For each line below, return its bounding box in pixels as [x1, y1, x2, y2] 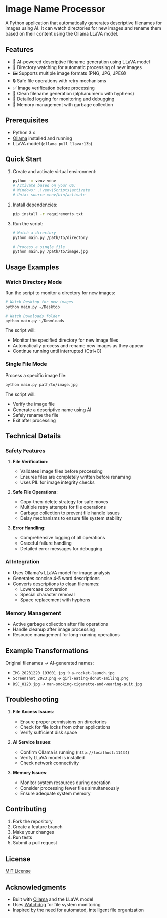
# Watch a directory [12, 230, 56, 235]
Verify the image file [12, 401, 55, 407]
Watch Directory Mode [5, 278, 62, 285]
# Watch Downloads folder [5, 313, 60, 319]
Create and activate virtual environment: [12, 168, 97, 175]
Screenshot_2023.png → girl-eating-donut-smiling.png [12, 675, 129, 681]
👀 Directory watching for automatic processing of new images [12, 64, 142, 70]
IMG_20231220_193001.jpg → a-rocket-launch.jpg [12, 669, 115, 675]
